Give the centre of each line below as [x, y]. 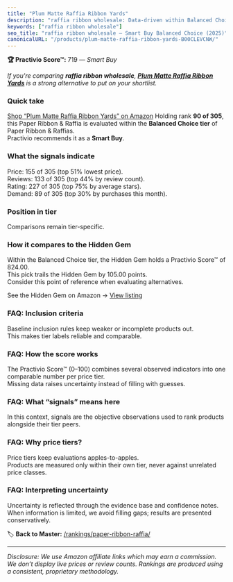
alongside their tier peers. [44, 424]
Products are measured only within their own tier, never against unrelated [112, 465]
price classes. [27, 472]
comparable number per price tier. [56, 376]
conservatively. [29, 520]
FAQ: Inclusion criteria [45, 313]
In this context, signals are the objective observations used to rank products [115, 417]
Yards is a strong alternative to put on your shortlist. [82, 83]
